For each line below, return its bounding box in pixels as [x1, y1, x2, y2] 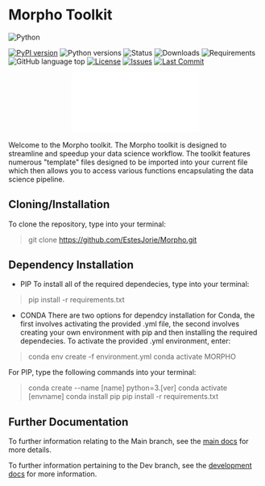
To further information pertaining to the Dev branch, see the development [8, 461, 252, 471]
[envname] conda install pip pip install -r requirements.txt [27, 392, 219, 401]
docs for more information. [8, 469, 97, 479]
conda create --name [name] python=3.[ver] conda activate [27, 383, 228, 393]
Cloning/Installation [8, 197, 110, 211]
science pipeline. [8, 174, 65, 184]
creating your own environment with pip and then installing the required [19, 328, 258, 338]
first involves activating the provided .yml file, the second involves [19, 319, 240, 329]
